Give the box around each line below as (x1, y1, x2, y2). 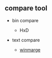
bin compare (12, 17, 39, 23)
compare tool (5, 4, 47, 13)
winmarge (19, 46, 41, 52)
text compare (12, 37, 40, 43)
